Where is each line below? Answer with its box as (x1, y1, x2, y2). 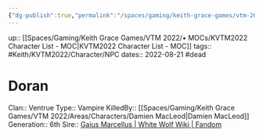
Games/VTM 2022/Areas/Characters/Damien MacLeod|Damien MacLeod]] (8, 111, 250, 121)
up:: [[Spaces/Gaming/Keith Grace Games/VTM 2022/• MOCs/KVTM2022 (8, 33, 248, 42)
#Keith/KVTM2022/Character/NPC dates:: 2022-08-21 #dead (8, 49, 207, 59)
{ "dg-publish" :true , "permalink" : (8, 11, 117, 20)
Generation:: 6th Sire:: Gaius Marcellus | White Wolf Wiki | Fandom (8, 119, 222, 129)
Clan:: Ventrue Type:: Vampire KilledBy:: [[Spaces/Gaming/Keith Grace (8, 103, 236, 112)
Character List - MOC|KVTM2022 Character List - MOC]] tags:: (8, 41, 212, 51)
